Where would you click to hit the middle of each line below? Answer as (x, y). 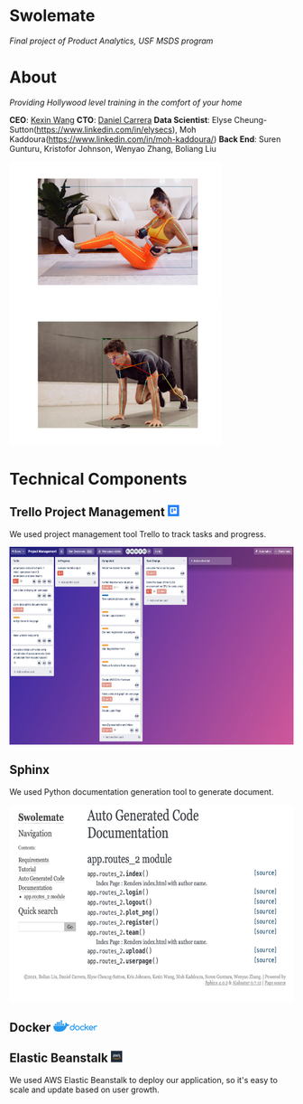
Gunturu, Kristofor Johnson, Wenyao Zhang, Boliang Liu (113, 148)
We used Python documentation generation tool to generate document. (142, 791)
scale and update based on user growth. (84, 1090)
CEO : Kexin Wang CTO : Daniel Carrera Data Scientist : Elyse (121, 119)
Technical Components (98, 479)
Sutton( (23, 129)
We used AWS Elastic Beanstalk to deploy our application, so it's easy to (143, 1080)
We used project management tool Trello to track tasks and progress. (138, 533)
